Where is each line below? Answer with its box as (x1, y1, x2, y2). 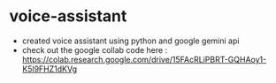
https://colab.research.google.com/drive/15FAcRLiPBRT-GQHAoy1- (21, 54, 267, 64)
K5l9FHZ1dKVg (21, 64, 78, 74)
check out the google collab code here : (21, 44, 168, 55)
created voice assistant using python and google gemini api (21, 35, 240, 46)
